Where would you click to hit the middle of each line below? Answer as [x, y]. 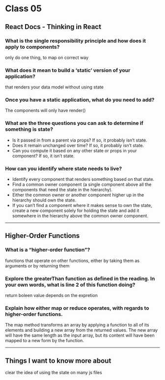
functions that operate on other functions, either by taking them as [72, 261]
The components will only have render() [45, 111]
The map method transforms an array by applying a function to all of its [77, 325]
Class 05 [23, 9]
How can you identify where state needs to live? [64, 169]
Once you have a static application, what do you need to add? [80, 100]
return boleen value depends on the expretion [52, 295]
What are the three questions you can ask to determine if [74, 123]
